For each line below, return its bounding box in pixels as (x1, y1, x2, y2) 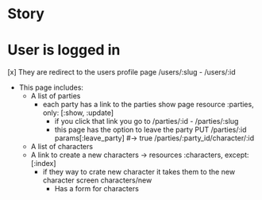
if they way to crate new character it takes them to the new (42, 167, 236, 177)
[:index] (30, 159, 56, 168)
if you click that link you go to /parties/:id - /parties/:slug (54, 117, 239, 126)
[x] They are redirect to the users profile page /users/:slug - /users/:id (7, 67, 236, 77)
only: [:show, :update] (42, 108, 114, 117)
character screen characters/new (42, 175, 152, 185)
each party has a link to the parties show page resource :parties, (42, 100, 255, 110)
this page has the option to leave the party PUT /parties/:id (54, 125, 247, 135)
